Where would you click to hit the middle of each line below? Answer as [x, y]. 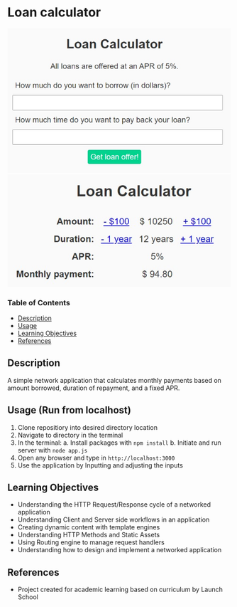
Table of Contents [39, 302]
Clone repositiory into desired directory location [88, 427]
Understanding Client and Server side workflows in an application [114, 519]
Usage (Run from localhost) [69, 410]
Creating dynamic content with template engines [89, 527]
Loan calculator [54, 12]
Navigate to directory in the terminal [70, 435]
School [28, 597]
